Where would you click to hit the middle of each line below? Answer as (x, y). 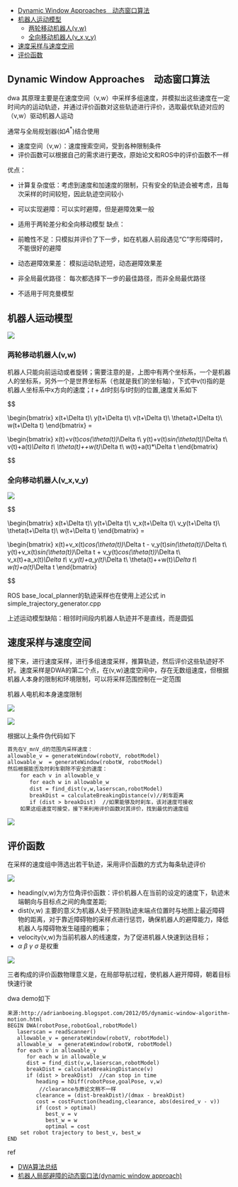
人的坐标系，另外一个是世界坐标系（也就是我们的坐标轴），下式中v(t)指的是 (116, 381)
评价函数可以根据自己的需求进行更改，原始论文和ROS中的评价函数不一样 (123, 155)
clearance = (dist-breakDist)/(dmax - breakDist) (110, 1096)
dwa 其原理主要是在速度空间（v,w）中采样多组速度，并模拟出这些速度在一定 (119, 97)
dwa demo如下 (29, 999)
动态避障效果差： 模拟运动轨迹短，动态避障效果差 (90, 263)
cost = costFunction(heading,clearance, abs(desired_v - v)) (128, 1102)
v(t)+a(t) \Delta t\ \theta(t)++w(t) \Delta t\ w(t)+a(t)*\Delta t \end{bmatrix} (113, 446)
